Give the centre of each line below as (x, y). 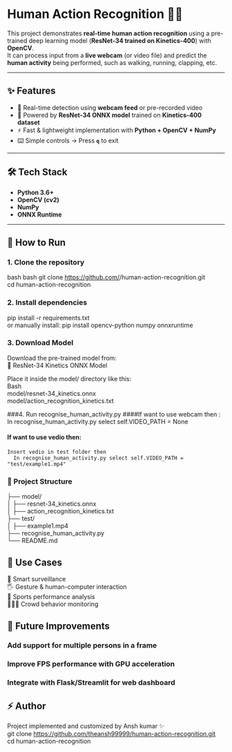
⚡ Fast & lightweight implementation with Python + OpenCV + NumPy (116, 130)
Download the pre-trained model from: (62, 358)
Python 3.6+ (35, 192)
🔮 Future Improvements (59, 626)
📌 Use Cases (35, 562)
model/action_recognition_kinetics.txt (60, 401)
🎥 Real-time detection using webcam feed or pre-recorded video (110, 107)
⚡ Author (27, 706)
